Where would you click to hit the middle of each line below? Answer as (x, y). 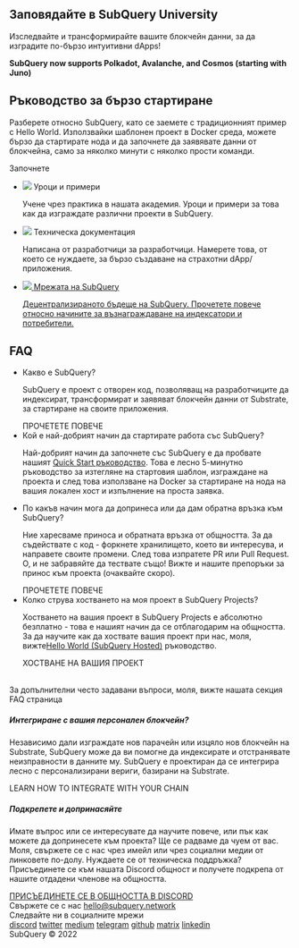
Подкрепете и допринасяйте (66, 809)
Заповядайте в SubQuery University (114, 15)
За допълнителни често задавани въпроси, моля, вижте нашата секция (146, 690)
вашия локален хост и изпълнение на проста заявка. (123, 491)
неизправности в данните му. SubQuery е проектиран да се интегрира (144, 762)
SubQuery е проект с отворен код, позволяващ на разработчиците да (155, 390)
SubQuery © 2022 (43, 935)
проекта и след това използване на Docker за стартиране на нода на (154, 481)
